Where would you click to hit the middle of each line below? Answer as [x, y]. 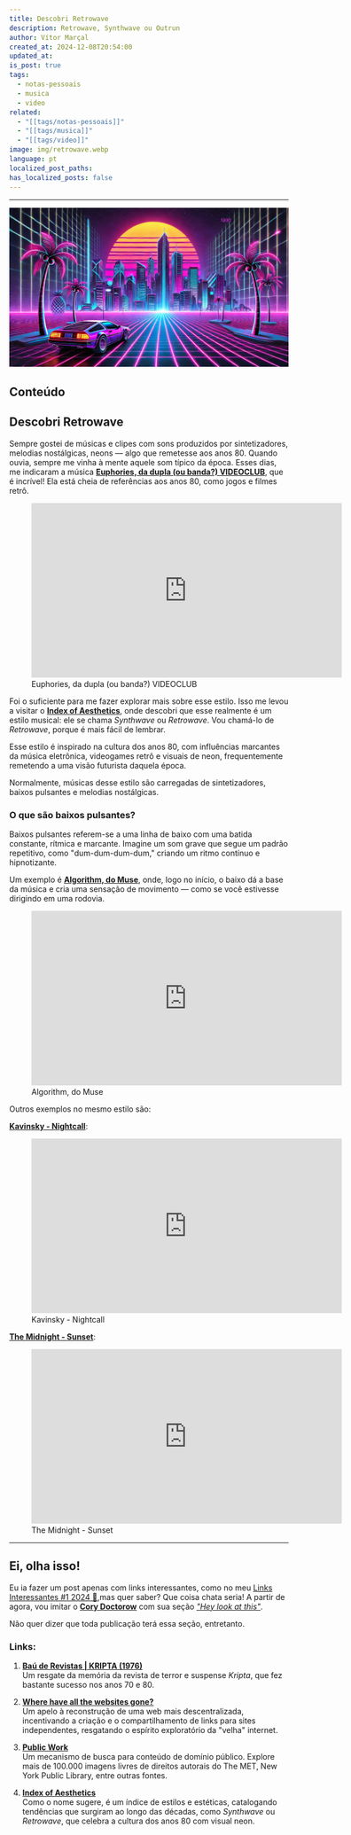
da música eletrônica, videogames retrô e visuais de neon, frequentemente [146, 756]
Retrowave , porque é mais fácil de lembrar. [87, 729]
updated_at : [31, 56]
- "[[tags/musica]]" [55, 131]
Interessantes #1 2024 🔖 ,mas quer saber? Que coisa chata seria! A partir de [147, 1597]
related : [25, 112]
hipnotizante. [33, 862]
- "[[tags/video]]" [53, 141]
